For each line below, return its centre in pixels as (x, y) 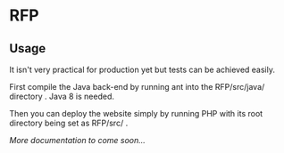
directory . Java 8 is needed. (62, 96)
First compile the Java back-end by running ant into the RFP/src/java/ (137, 87)
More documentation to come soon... (77, 140)
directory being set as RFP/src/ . (69, 123)
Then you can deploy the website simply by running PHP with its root (136, 113)
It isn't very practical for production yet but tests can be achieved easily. (142, 69)
